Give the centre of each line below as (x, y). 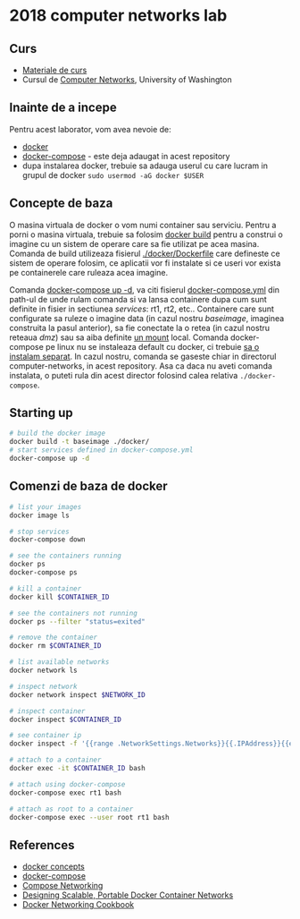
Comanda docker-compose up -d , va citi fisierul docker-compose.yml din (144, 289)
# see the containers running (66, 556)
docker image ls (39, 515)
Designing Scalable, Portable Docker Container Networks (128, 895)
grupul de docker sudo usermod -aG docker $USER (113, 174)
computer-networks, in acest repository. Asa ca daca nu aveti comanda (141, 366)
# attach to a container (55, 760)
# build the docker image (57, 434)
